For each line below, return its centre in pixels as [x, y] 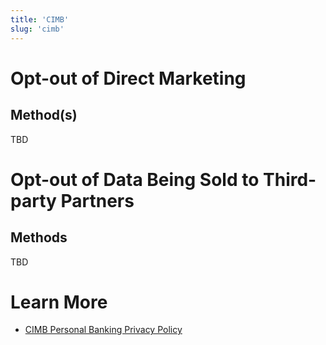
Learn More [59, 302]
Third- [290, 179]
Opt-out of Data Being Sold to [135, 179]
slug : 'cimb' [37, 29]
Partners [97, 200]
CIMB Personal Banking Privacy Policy [103, 330]
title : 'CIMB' [40, 19]
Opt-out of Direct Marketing [128, 78]
